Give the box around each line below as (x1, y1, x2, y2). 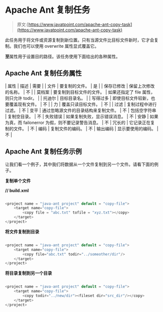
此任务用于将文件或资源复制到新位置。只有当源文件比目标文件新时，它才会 (5, 37, 154, 43)
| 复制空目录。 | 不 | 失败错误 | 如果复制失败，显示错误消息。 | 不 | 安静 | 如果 (5, 113, 159, 119)
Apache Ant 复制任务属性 (5, 69, 82, 78)
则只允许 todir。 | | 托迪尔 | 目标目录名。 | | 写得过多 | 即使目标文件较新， (5, 95, 151, 101)
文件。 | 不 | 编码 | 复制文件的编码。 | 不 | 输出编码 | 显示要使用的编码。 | (13, 125, 159, 132)
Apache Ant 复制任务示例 (5, 147, 82, 156)
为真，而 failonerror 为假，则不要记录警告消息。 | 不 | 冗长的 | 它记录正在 (5, 119, 151, 125)
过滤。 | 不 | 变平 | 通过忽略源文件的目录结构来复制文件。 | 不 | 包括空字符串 (5, 107, 157, 113)
